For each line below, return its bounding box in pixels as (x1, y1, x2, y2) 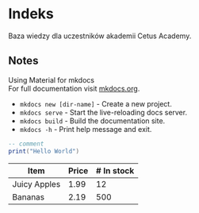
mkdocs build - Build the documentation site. (19, 116, 166, 126)
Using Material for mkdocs (8, 75, 95, 84)
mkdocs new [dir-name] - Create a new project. (19, 99, 172, 108)
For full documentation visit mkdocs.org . (8, 83, 140, 93)
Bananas (12, 192, 45, 203)
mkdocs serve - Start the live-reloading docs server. (19, 107, 188, 117)
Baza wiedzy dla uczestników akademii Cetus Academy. (8, 31, 192, 41)
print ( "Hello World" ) (8, 147, 80, 155)
